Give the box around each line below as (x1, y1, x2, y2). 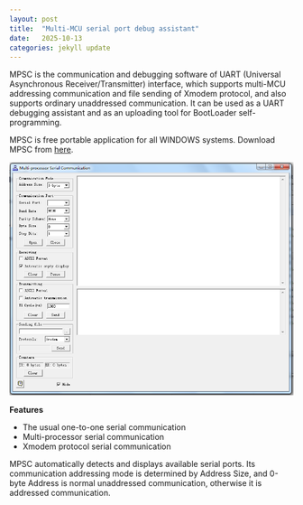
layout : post (9, 14, 59, 23)
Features (9, 404, 43, 415)
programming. (9, 117, 62, 128)
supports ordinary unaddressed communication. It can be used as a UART (9, 98, 285, 108)
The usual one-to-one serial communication (22, 421, 187, 433)
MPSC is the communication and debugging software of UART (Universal (9, 69, 281, 80)
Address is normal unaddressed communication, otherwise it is (27, 477, 262, 488)
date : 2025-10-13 (9, 33, 83, 42)
